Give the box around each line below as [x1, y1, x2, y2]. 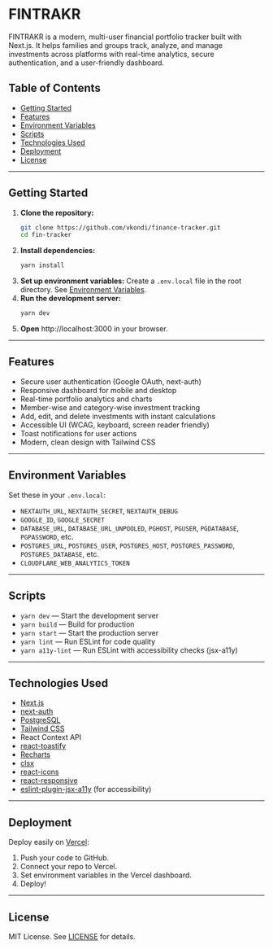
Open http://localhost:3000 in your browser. [19, 324, 168, 334]
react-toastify [19, 741, 67, 751]
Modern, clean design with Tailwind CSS [19, 437, 156, 447]
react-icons [19, 767, 59, 777]
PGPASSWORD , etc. [19, 531, 74, 541]
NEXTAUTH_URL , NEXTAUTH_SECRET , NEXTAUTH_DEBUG [19, 505, 179, 515]
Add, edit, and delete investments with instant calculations [19, 411, 216, 421]
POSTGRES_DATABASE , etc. [19, 549, 100, 558]
